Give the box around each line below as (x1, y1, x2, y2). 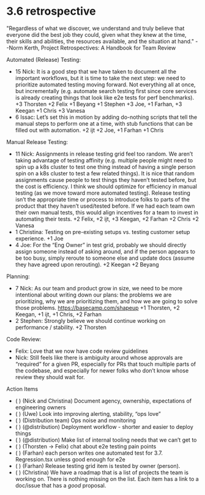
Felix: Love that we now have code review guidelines (15, 347, 148, 355)
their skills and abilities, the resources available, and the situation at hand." (6, 37, 195, 45)
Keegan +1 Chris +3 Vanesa (15, 107, 86, 114)
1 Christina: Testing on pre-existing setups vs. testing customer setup (15, 228, 190, 235)
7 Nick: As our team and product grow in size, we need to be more (15, 284, 182, 292)
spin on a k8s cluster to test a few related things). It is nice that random (15, 170, 195, 177)
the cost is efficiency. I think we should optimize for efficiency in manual (15, 183, 198, 190)
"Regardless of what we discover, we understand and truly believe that (6, 25, 185, 32)
